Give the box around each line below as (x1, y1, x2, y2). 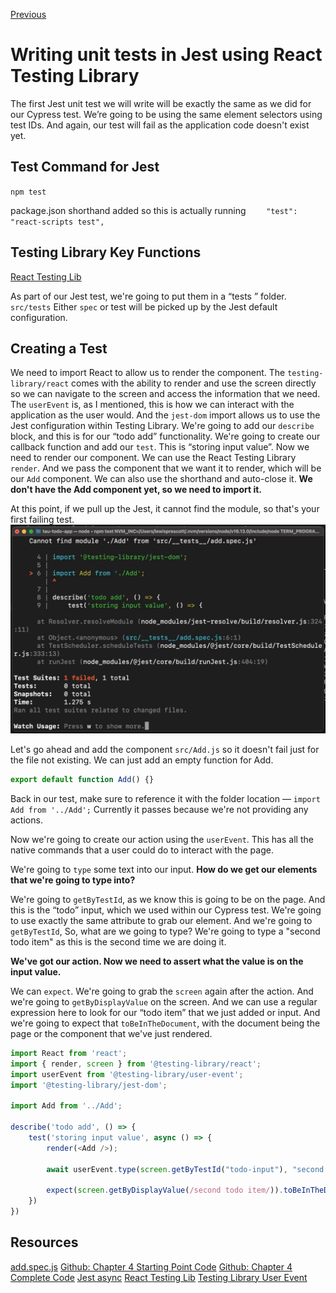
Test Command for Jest (10, 159, 160, 176)
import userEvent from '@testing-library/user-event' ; (10, 1069, 244, 1079)
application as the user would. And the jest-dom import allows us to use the (10, 409, 321, 421)
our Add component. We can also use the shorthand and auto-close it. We (10, 473, 313, 485)
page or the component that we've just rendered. (10, 1027, 213, 1039)
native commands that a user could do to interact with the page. (10, 844, 274, 856)
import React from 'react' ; (10, 1048, 128, 1058)
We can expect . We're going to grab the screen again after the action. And (10, 985, 314, 997)
